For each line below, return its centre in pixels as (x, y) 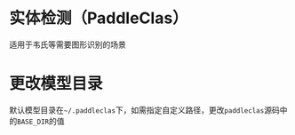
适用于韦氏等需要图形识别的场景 (68, 44)
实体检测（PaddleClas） (99, 18)
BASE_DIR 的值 (41, 121)
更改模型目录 (56, 84)
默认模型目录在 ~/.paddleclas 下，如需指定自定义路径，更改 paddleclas (137, 110)
